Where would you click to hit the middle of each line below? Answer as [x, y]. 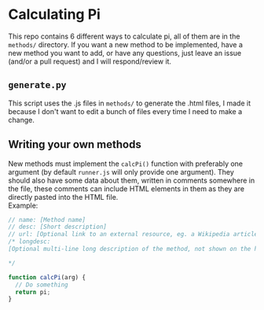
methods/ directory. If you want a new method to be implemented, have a [126, 44]
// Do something [42, 285]
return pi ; [33, 292]
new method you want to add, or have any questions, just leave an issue [125, 53]
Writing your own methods [75, 144]
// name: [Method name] [47, 220]
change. [22, 120]
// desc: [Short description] [58, 227]
